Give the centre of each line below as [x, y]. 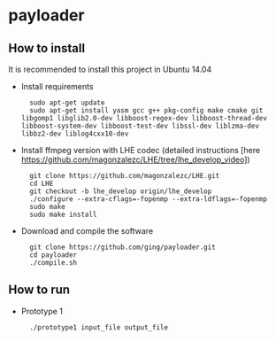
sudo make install [63, 214]
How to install [47, 48]
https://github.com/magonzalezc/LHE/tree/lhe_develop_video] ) [135, 159]
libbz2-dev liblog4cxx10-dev [75, 134]
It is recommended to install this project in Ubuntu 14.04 [110, 69]
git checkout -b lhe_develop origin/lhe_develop [121, 191]
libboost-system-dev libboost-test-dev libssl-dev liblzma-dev [140, 126]
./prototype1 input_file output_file [99, 327]
